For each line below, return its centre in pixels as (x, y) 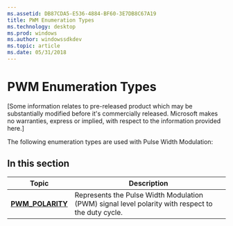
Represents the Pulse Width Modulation (139, 195)
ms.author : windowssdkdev (44, 40)
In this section (38, 164)
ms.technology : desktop (42, 26)
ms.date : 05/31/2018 (37, 53)
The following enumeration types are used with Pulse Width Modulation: (110, 142)
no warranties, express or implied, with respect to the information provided (114, 121)
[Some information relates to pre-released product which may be (100, 106)
